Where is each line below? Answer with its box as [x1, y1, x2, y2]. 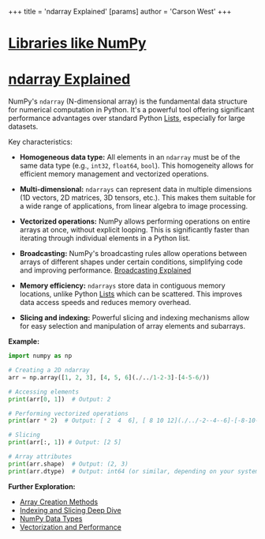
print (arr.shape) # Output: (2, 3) [8, 460, 129, 468]
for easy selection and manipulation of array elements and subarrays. [19, 322, 246, 331]
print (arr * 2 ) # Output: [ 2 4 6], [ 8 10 [8, 416, 164, 425]
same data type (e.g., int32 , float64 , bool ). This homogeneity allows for [19, 161, 254, 171]
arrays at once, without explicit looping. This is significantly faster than [19, 225, 250, 235]
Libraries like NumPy [8, 35, 147, 52]
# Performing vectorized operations [8, 409, 129, 417]
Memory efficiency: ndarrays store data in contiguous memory [19, 281, 226, 291]
